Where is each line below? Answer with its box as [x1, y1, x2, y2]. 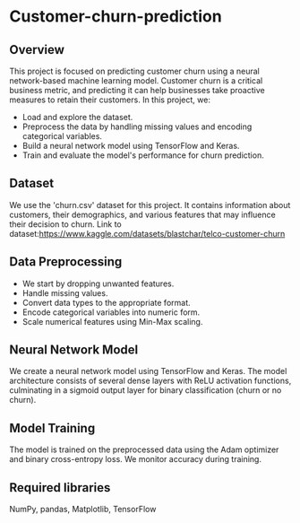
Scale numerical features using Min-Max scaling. [21, 316, 203, 327]
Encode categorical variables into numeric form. [21, 307, 201, 318]
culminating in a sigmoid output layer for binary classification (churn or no [9, 385, 282, 396]
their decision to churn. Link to [9, 218, 123, 230]
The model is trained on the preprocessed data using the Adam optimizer [9, 444, 279, 455]
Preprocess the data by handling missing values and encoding [21, 121, 253, 132]
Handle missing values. [21, 287, 108, 298]
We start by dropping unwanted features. [21, 278, 175, 289]
